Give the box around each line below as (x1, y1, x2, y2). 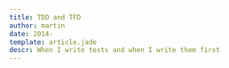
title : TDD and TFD (9, 12, 82, 22)
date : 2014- (9, 29, 53, 38)
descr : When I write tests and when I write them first (9, 46, 220, 55)
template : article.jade (9, 37, 98, 47)
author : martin (9, 21, 66, 30)
